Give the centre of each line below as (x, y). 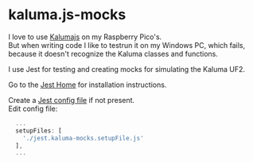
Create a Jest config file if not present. (72, 100)
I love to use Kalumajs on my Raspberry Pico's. (85, 37)
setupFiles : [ (39, 130)
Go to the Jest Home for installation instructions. (88, 85)
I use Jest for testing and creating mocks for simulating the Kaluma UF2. (127, 69)
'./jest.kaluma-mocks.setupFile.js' (84, 138)
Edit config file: (33, 109)
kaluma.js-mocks (67, 15)
